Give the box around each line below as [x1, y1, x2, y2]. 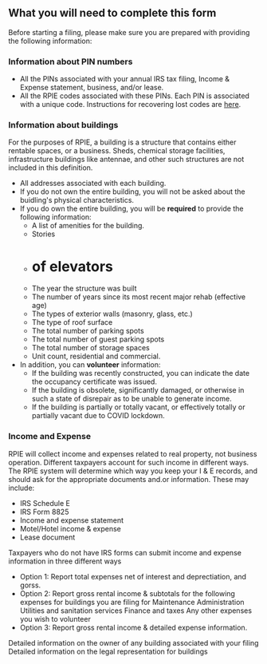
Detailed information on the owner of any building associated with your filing [8, 638, 259, 647]
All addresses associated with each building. [19, 179, 167, 188]
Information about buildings [8, 120, 119, 131]
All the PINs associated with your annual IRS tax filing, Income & [19, 74, 230, 84]
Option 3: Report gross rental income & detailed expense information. [19, 622, 248, 632]
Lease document [19, 532, 76, 542]
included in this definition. [8, 163, 93, 172]
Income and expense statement [19, 515, 124, 525]
